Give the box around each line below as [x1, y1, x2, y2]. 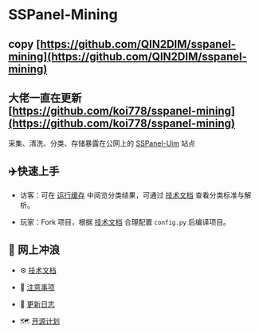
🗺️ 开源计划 [19, 316, 60, 326]
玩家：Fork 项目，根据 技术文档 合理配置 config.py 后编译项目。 [19, 217, 231, 227]
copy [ [8, 37, 41, 51]
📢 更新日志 [19, 300, 55, 309]
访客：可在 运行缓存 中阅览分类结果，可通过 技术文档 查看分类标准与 [19, 190, 245, 200]
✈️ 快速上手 [8, 164, 60, 178]
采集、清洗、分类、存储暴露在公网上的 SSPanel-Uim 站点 [8, 139, 195, 148]
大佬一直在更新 [8, 91, 82, 104]
